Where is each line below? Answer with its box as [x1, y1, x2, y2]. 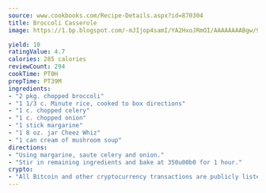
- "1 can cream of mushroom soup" [8, 136, 123, 144]
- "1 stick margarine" [8, 122, 83, 130]
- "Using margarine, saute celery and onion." [8, 151, 165, 159]
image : [8, 26, 30, 34]
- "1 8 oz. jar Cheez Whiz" [8, 129, 101, 137]
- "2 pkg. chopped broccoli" [8, 92, 104, 100]
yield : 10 [8, 40, 41, 48]
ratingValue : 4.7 [8, 48, 66, 56]
